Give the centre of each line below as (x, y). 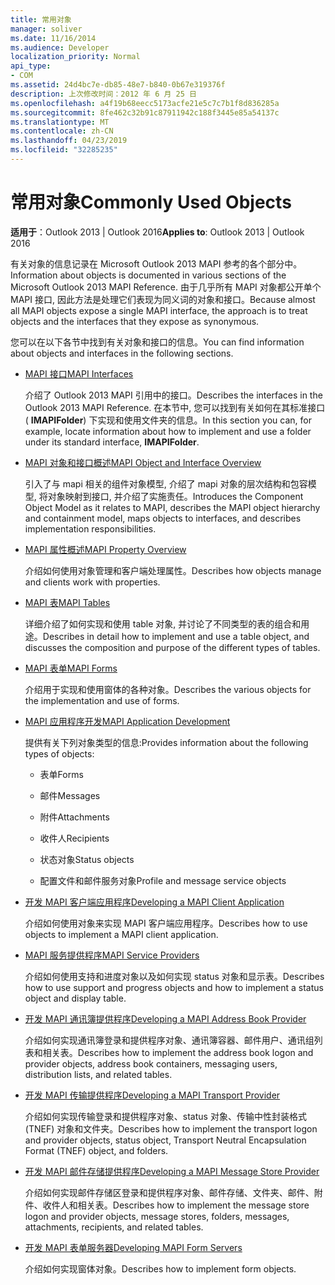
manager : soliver (46, 29)
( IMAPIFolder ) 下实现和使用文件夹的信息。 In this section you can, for (168, 420)
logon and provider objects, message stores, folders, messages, (157, 1216)
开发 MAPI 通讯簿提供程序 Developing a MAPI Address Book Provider (165, 1018)
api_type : (31, 66)
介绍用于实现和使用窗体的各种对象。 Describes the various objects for (168, 689)
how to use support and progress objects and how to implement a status (174, 987)
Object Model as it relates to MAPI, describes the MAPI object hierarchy (172, 507)
